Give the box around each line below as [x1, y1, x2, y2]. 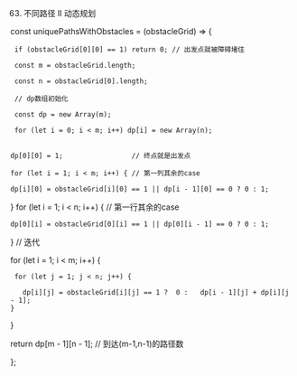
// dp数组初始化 [14, 94, 69, 103]
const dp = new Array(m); [14, 110, 112, 119]
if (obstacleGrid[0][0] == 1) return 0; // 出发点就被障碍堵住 [14, 45, 245, 54]
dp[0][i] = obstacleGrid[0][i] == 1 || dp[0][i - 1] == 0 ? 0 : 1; [10, 220, 270, 229]
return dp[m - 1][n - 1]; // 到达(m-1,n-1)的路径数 [10, 338, 184, 349]
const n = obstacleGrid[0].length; [14, 77, 148, 86]
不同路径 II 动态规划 [23, 8, 97, 18]
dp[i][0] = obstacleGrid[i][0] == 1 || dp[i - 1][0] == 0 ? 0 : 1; [10, 184, 270, 193]
